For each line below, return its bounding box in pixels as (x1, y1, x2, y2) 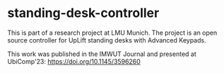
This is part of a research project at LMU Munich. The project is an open (7, 28, 218, 37)
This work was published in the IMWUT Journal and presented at (7, 50, 196, 58)
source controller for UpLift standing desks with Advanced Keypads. (7, 35, 206, 44)
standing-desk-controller (7, 5, 160, 21)
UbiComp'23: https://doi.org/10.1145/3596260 (7, 57, 141, 65)
